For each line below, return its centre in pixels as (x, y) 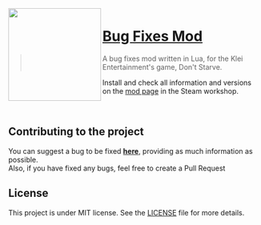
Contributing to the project (76, 132)
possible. (23, 159)
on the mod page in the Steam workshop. (171, 90)
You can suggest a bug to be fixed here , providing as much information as (131, 151)
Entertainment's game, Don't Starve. (163, 66)
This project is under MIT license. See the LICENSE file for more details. (126, 212)
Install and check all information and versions (177, 82)
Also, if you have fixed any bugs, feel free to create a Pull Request (117, 168)
